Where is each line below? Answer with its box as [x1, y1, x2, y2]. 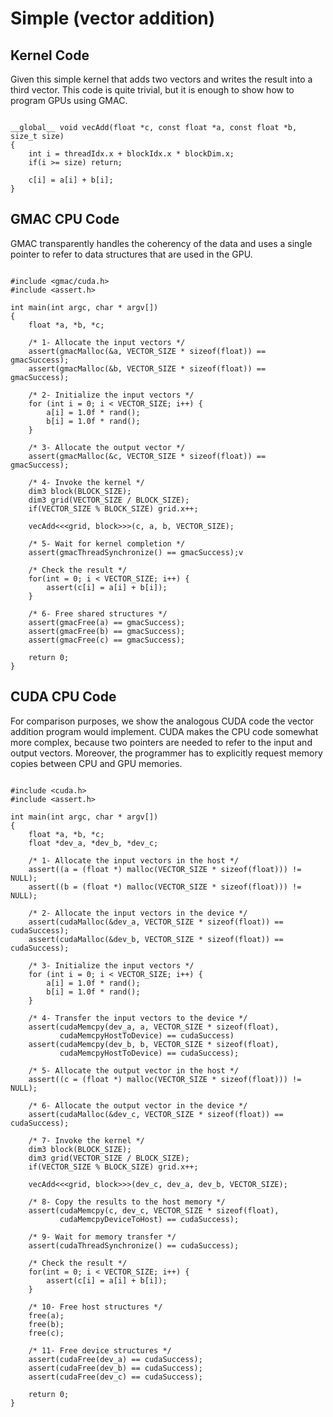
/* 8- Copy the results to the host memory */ [28, 1197, 226, 1207]
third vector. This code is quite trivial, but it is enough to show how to [10, 84, 295, 96]
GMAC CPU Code [10, 211, 120, 228]
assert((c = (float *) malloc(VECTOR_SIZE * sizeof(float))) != [28, 1074, 302, 1084]
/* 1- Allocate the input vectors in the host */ [28, 855, 240, 866]
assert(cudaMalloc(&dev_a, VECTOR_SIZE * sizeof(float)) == [28, 917, 284, 927]
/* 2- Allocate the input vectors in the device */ [28, 908, 248, 918]
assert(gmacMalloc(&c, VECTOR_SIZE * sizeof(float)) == [28, 451, 267, 461]
